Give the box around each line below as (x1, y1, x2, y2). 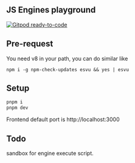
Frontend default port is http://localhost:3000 (6, 116, 120, 123)
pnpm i (6, 99, 23, 105)
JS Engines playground (6, 5, 96, 15)
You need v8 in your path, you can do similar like (6, 55, 128, 62)
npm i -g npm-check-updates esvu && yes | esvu (6, 66, 130, 72)
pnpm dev (6, 105, 29, 111)
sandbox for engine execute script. (6, 150, 94, 157)
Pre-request (6, 39, 54, 49)
